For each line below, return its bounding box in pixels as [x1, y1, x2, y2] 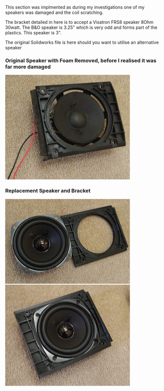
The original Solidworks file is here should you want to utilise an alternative [5, 39, 159, 45]
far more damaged [5, 63, 51, 70]
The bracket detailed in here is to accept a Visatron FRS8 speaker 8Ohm [5, 19, 154, 25]
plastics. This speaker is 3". [5, 30, 62, 35]
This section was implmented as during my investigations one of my [5, 4, 145, 10]
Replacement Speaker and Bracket [5, 187, 91, 194]
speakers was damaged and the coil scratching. [5, 9, 104, 15]
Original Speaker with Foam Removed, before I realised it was [5, 57, 157, 64]
